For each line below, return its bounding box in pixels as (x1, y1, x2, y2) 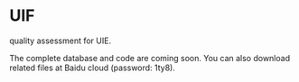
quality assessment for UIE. (9, 35, 111, 46)
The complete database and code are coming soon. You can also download (9, 52, 291, 63)
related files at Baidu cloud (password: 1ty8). (9, 62, 176, 73)
